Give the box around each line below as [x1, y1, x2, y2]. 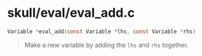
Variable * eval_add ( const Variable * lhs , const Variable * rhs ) [7, 28, 196, 35]
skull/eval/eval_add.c [7, 5, 135, 21]
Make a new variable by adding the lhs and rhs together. [24, 41, 189, 49]
